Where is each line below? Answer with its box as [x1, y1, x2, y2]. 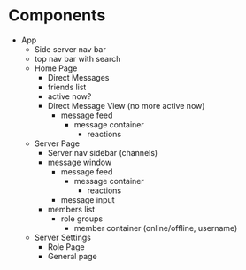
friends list [47, 81, 87, 92]
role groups [60, 213, 104, 224]
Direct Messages [47, 72, 110, 82]
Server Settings [34, 232, 92, 243]
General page [47, 251, 98, 261]
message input [60, 194, 116, 204]
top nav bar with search [34, 53, 121, 64]
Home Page [34, 63, 78, 73]
